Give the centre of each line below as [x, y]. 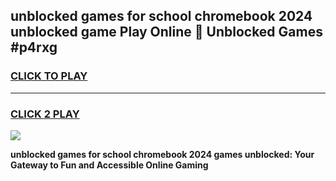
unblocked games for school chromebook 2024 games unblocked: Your [162, 154]
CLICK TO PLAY [49, 76]
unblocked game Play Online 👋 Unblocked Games [166, 32]
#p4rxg [34, 47]
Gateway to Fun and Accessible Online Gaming [109, 165]
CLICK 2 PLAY [45, 114]
